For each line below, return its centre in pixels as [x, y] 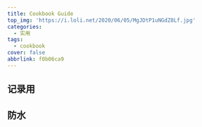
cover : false [26, 53]
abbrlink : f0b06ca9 [36, 59]
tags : [15, 40]
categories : [25, 27]
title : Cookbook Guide [40, 14]
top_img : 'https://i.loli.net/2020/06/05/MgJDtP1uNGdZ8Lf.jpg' [102, 20]
